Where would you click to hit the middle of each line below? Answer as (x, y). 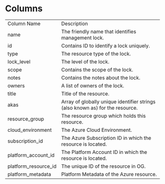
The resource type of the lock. (96, 54)
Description (75, 24)
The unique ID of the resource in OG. (103, 166)
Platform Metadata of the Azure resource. (109, 174)
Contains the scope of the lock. (97, 69)
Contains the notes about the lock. (101, 78)
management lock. (82, 37)
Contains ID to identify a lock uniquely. (106, 46)
